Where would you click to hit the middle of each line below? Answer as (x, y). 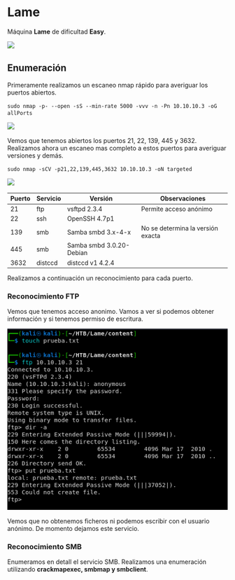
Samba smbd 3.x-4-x (99, 232)
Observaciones (183, 199)
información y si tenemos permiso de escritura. (75, 319)
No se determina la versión (179, 228)
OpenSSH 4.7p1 (91, 219)
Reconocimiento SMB (45, 546)
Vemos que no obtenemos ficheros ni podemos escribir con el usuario (108, 521)
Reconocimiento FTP (43, 296)
